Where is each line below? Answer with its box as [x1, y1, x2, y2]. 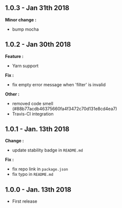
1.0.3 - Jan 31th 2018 [5, 4, 70, 12]
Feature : [5, 53, 23, 59]
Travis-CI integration [12, 111, 54, 116]
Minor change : [5, 17, 37, 22]
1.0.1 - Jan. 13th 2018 [5, 125, 70, 133]
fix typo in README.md [12, 171, 54, 177]
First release [12, 198, 38, 204]
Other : [5, 91, 20, 97]
